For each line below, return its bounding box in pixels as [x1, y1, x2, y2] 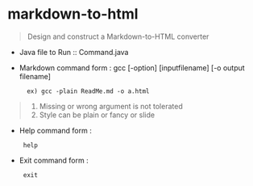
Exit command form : [19, 155, 89, 165]
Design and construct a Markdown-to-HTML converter [27, 32, 209, 41]
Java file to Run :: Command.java [19, 47, 129, 57]
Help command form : [19, 125, 92, 135]
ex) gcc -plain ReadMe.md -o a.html [27, 87, 150, 95]
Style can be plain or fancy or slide [39, 110, 155, 120]
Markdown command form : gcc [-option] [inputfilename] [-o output [19, 62, 245, 73]
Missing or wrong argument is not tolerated [39, 101, 183, 111]
